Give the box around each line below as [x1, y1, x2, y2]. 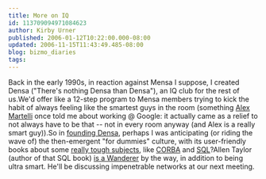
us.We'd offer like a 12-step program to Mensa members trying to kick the [8, 94, 250, 104]
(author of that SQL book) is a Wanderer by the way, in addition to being [8, 153, 244, 162]
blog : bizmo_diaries [8, 48, 77, 56]
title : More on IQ [8, 11, 69, 20]
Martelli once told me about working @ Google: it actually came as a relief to [8, 111, 258, 120]
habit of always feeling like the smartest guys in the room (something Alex [8, 102, 250, 112]
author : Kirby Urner [8, 26, 77, 34]
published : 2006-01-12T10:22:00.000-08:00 [8, 33, 151, 42]
